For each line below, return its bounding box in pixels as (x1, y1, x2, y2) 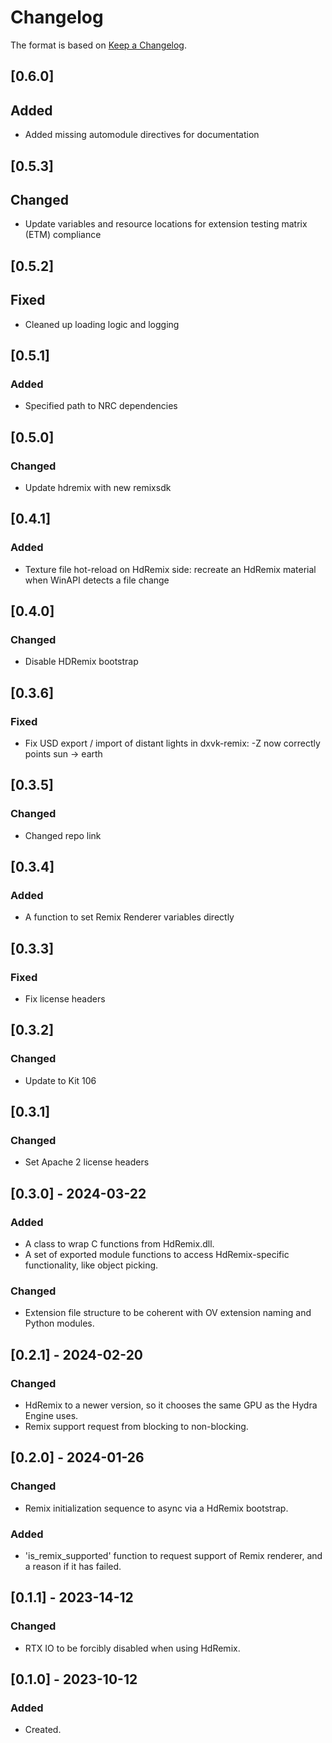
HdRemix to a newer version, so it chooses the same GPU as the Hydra (24, 1399, 318, 1411)
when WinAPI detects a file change (24, 574, 170, 586)
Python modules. (24, 1317, 95, 1330)
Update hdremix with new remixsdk (24, 481, 172, 493)
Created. (24, 1724, 62, 1736)
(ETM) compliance (24, 229, 102, 241)
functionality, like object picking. (24, 1259, 159, 1271)
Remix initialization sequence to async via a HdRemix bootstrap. (24, 1502, 289, 1514)
